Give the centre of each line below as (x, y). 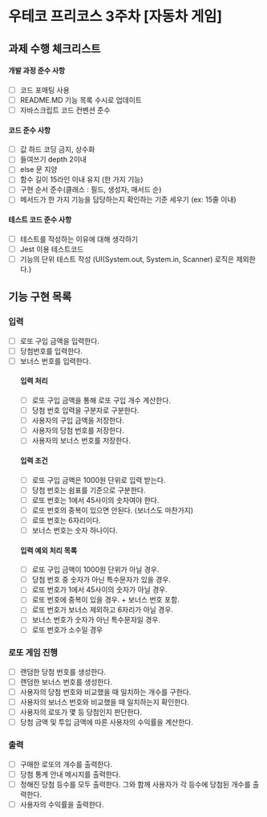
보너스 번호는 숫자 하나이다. (75, 530)
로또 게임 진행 (33, 653)
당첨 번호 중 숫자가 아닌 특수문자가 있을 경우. (101, 580)
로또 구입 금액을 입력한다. (60, 341)
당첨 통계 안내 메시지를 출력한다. (70, 774)
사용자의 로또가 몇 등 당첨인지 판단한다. (81, 713)
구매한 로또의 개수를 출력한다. (66, 764)
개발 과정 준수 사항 (37, 71)
